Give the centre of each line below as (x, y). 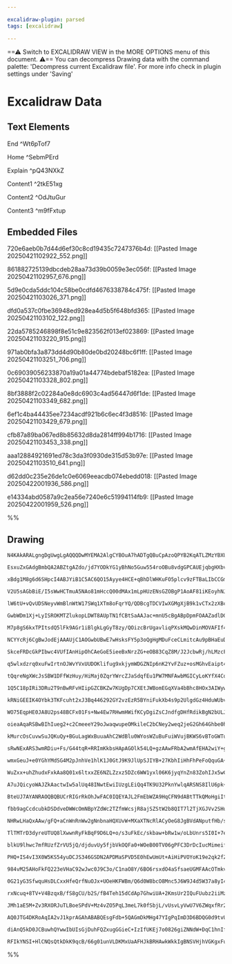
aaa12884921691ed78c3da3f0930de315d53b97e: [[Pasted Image (100, 455)
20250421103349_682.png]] (48, 401)
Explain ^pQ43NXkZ (36, 170)
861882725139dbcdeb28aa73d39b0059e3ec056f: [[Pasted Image (102, 269)
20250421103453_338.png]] (48, 442)
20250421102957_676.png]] (47, 277)
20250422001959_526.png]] (48, 504)
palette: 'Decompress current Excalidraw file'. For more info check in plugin (114, 66)
